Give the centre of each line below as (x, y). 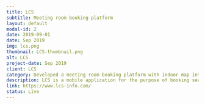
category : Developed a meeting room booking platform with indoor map (98, 75)
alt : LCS (17, 58)
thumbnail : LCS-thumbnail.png (45, 52)
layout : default (27, 23)
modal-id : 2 (21, 29)
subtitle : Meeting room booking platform (60, 18)
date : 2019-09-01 (28, 35)
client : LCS (21, 69)
